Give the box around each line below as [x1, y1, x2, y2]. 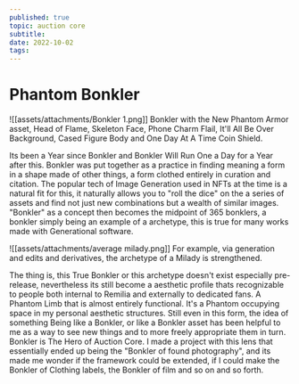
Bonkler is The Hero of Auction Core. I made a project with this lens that [9, 336, 274, 347]
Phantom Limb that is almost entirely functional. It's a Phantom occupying [9, 298, 280, 309]
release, [9, 280, 39, 290]
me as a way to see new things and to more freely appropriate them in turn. [9, 327, 287, 338]
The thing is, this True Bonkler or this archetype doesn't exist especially [9, 270, 273, 281]
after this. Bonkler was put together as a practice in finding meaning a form [9, 159, 286, 170]
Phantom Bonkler [9, 85, 140, 105]
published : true [9, 12, 70, 22]
